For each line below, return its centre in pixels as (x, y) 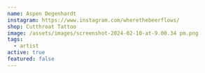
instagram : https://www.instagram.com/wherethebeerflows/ (93, 20)
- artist (26, 46)
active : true (26, 53)
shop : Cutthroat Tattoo (42, 26)
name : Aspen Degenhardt (42, 14)
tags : (15, 40)
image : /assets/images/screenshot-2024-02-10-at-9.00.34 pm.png (103, 33)
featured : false (31, 59)
